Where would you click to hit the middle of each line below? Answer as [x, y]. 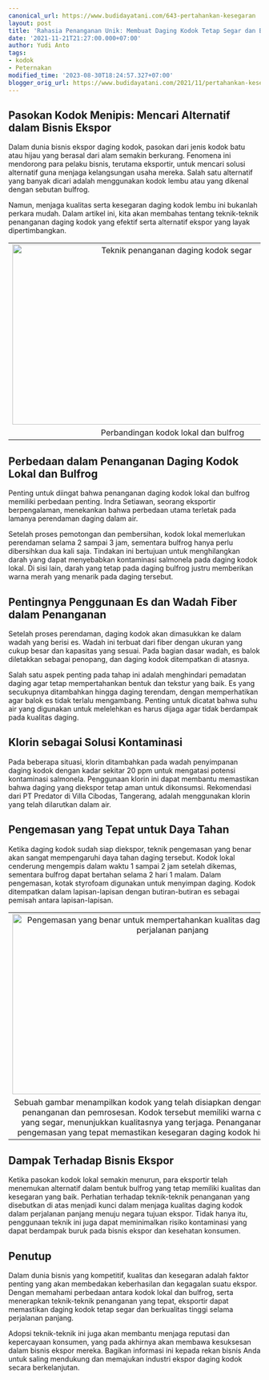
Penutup [30, 1256]
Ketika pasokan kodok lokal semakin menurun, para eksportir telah [118, 1180]
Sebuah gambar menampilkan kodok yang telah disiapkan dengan [138, 1102]
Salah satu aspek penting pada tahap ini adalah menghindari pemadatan [127, 675]
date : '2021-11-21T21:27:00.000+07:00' [75, 38]
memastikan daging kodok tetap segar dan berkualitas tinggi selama [121, 1309]
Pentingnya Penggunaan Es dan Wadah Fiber [123, 602]
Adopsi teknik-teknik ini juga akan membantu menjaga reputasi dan [119, 1334]
